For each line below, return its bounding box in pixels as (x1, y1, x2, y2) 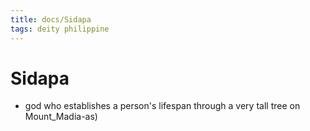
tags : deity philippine (10, 24, 110, 34)
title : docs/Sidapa (10, 14, 92, 25)
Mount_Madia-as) (24, 111, 98, 123)
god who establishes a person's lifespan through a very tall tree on (24, 100, 301, 112)
